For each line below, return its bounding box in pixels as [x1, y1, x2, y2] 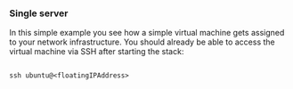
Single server [9, 7, 69, 20]
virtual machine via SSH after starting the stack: [9, 46, 184, 57]
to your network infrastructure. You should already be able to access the [9, 36, 276, 47]
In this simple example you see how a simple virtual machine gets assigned [9, 28, 285, 38]
